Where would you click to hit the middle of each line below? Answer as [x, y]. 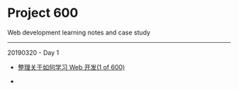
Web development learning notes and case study [79, 32]
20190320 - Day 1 [33, 52]
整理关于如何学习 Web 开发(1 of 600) [71, 67]
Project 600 [43, 13]
